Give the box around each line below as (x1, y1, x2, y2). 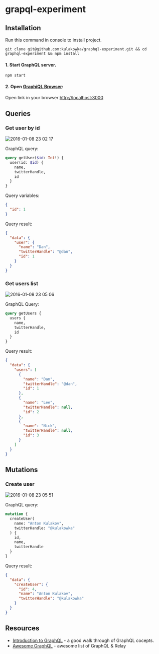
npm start (5, 73, 26, 78)
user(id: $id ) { (10, 160, 44, 165)
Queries (5, 109, 31, 118)
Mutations (5, 465, 38, 474)
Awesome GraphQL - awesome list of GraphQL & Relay (12, 642, 126, 648)
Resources (5, 624, 40, 633)
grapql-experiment (5, 4, 86, 15)
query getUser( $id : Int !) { (5, 155, 64, 161)
